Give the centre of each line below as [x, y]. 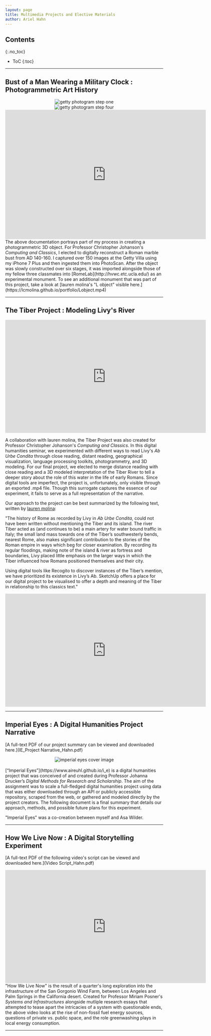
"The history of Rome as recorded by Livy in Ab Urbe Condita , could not [80, 518]
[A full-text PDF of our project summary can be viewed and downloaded [80, 745]
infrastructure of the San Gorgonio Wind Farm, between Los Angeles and [81, 991]
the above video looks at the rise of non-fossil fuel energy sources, [74, 1012]
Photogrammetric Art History [52, 90]
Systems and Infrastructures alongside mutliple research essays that [76, 1002]
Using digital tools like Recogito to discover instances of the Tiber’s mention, [84, 570]
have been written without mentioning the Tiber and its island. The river [79, 524]
